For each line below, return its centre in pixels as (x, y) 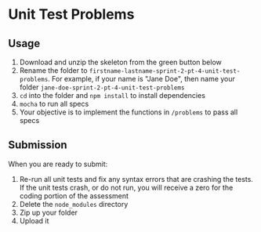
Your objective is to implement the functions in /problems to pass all (129, 112)
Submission (38, 145)
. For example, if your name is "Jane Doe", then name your (141, 79)
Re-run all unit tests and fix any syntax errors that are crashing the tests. (136, 179)
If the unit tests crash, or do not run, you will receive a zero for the (126, 187)
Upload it (34, 220)
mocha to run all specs (54, 104)
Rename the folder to (53, 71)
